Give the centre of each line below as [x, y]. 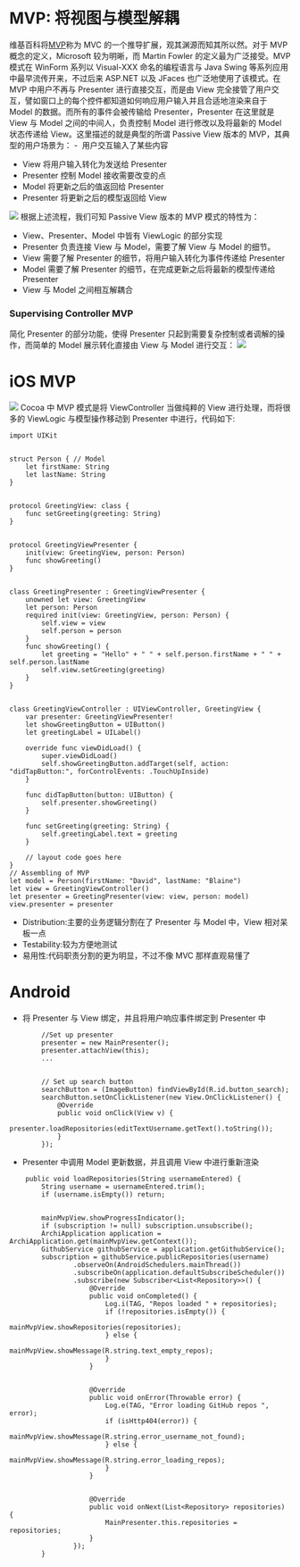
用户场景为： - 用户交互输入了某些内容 [96, 145]
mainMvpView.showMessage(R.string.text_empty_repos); [112, 1351]
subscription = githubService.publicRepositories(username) [155, 1257]
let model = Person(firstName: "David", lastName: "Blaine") [125, 881]
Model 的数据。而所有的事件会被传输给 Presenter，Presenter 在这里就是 [142, 112]
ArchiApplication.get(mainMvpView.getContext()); [104, 1242]
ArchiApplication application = [102, 1234]
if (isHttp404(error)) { [151, 1421]
